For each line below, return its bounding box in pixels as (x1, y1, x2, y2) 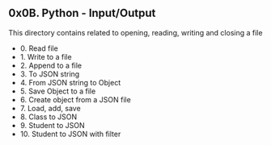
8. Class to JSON (19, 112, 78, 122)
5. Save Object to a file (19, 86, 96, 96)
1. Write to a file (19, 52, 72, 61)
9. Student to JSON (19, 120, 85, 130)
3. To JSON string (19, 68, 80, 79)
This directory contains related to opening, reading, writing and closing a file (8, 27, 263, 37)
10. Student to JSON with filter (19, 129, 121, 139)
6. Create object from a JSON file (19, 94, 131, 104)
